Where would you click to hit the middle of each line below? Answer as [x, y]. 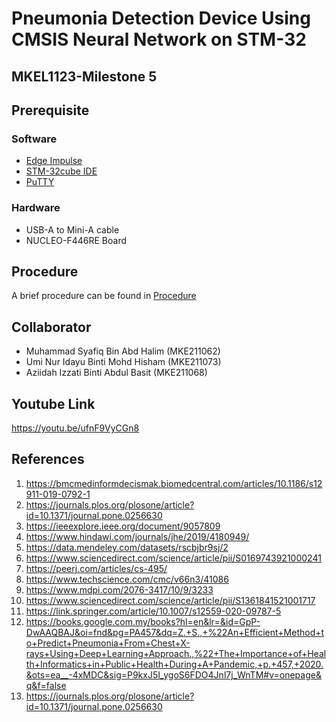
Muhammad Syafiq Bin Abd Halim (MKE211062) [123, 351]
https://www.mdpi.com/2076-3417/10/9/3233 [119, 589]
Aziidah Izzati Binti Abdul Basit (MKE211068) [116, 373]
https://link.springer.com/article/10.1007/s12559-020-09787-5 [153, 611]
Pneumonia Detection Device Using [161, 18]
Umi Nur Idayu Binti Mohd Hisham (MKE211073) [123, 362]
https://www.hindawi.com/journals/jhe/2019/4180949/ [137, 536]
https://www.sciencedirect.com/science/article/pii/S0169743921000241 [173, 558]
